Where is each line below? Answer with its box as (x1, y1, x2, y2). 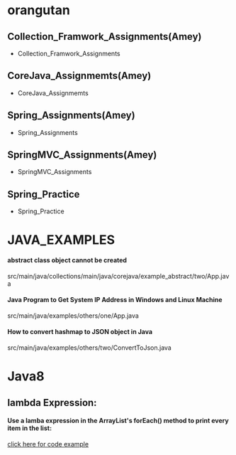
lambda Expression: (7, 397, 97, 409)
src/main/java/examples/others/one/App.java (7, 311, 140, 320)
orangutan (7, 2, 71, 18)
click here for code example (7, 439, 89, 448)
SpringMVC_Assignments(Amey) (7, 149, 157, 161)
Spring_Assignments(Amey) (7, 109, 136, 122)
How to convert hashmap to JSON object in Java (7, 328, 153, 336)
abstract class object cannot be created (7, 256, 128, 264)
